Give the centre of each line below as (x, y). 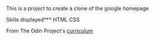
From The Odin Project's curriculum (50, 31)
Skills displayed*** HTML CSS (43, 19)
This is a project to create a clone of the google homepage (77, 8)
